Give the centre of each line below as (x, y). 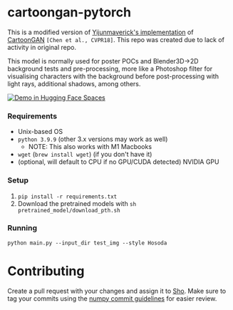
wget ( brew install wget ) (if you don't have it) (85, 155)
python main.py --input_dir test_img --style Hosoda (87, 243)
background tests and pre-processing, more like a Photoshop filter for (110, 68)
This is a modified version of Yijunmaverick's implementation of (100, 32)
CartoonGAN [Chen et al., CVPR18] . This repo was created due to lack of (116, 39)
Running (22, 228)
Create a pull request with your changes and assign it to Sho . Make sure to (117, 291)
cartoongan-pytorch (69, 12)
